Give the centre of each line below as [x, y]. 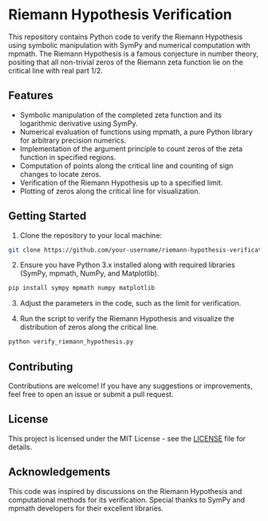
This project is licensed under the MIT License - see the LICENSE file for [127, 438]
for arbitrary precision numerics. [73, 140]
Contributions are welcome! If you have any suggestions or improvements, [130, 386]
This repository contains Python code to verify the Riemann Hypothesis [126, 37]
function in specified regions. [68, 157]
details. [20, 447]
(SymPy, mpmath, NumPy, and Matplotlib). [89, 273]
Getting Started [47, 216]
